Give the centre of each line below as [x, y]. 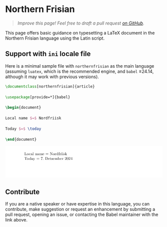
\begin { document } [23, 108]
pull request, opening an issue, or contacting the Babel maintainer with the [82, 214]
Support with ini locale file [48, 54]
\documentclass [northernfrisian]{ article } [50, 86]
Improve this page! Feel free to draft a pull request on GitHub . [81, 23]
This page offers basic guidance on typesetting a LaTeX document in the [80, 33]
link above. [16, 220]
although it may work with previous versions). [52, 77]
